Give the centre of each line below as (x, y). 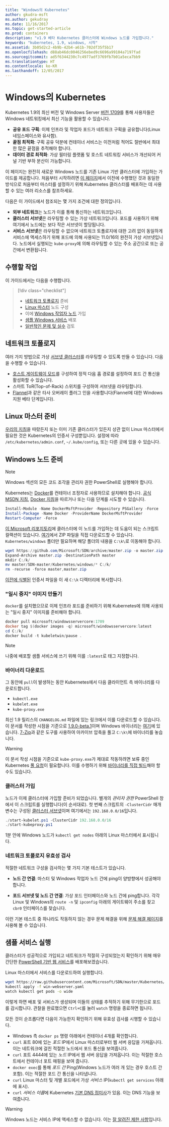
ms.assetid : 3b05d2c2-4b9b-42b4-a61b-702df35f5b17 (59, 47)
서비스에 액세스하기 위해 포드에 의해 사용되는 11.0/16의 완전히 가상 (77, 237)
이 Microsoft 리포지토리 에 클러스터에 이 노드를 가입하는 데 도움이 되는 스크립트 (82, 528)
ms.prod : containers (27, 33)
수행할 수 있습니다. (28, 363)
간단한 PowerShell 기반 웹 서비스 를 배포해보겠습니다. (57, 962)
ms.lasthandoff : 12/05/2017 (35, 71)
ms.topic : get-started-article (38, 29)
